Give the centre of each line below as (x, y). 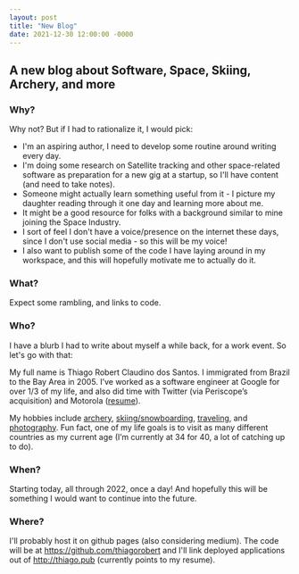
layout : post (33, 17)
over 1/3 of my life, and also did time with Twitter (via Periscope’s (129, 391)
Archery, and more (62, 84)
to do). (21, 446)
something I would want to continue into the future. (103, 498)
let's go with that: (41, 354)
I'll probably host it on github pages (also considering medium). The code (144, 541)
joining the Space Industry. (71, 222)
